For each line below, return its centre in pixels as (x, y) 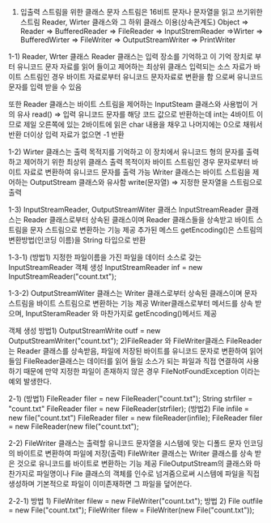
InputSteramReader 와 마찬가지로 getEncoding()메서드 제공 (121, 313)
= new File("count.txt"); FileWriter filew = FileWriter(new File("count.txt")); (131, 510)
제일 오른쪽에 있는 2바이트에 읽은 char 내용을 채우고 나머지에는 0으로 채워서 (143, 124)
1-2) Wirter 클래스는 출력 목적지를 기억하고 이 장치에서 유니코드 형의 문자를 (126, 152)
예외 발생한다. (30, 381)
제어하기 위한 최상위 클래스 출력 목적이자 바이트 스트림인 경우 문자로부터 (137, 162)
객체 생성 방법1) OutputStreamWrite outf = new (85, 330)
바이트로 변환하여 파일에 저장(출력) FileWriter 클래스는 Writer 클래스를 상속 (135, 453)
